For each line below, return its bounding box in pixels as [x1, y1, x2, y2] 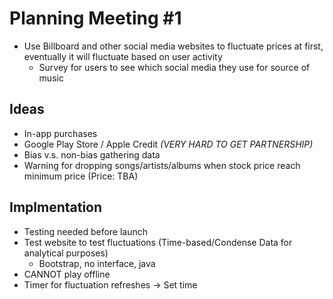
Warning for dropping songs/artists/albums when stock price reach [23, 159, 301, 171]
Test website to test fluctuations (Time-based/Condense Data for [23, 236, 293, 248]
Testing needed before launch [23, 225, 149, 237]
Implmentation [9, 199, 103, 216]
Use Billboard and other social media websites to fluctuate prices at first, [23, 40, 324, 52]
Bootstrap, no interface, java [38, 257, 156, 269]
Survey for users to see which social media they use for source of [38, 61, 311, 73]
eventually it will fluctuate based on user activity [23, 50, 223, 62]
